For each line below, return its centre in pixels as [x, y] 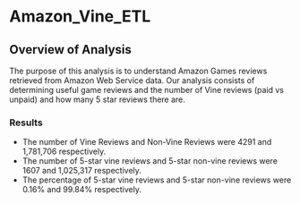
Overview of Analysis [71, 50]
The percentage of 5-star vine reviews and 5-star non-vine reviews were [157, 180]
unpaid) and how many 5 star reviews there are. [98, 99]
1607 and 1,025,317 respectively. [81, 171]
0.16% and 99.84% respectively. [81, 190]
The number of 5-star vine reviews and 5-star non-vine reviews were [150, 161]
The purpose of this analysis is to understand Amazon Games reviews [138, 71]
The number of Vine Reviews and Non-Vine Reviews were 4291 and [147, 142]
